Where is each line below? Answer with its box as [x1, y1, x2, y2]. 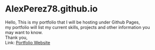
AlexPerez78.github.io [5, 3, 98, 14]
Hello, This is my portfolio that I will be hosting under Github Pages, [5, 19, 140, 25]
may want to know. [5, 29, 43, 35]
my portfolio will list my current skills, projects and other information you [5, 24, 150, 30]
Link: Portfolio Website [5, 39, 50, 45]
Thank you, [5, 35, 28, 40]
